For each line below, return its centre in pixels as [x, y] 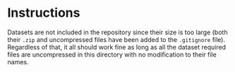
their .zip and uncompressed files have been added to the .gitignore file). [116, 39]
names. [18, 62]
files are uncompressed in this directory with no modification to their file [112, 55]
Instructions [44, 13]
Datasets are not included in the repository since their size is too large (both [117, 32]
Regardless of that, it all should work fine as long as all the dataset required [117, 47]
